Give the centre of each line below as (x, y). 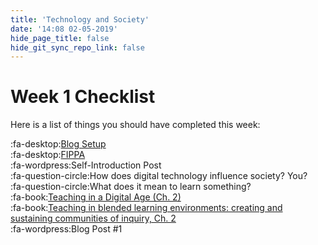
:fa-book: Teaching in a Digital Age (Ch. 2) (96, 197)
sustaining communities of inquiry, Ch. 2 (93, 218)
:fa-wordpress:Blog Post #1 (66, 229)
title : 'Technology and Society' (80, 19)
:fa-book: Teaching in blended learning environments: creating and (146, 208)
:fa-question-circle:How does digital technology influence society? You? (159, 176)
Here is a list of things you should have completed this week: (135, 125)
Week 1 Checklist (83, 97)
